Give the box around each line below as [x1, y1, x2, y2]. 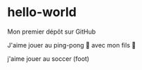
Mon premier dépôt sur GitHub [7, 27, 96, 36]
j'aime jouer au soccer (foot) [7, 54, 90, 63]
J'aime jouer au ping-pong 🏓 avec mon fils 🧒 [7, 41, 136, 49]
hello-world [7, 4, 77, 20]
